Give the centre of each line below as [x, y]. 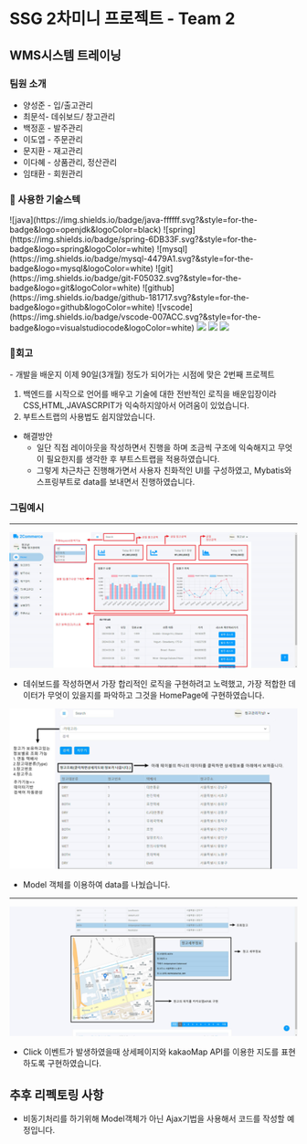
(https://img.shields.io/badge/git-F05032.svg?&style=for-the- [126, 278]
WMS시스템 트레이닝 [65, 55]
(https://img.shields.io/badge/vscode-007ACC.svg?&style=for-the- [136, 317]
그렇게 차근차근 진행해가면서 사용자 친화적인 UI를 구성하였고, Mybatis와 [164, 470]
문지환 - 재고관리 [53, 151]
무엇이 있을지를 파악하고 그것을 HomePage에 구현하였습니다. [156, 696]
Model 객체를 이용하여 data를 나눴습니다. [96, 885]
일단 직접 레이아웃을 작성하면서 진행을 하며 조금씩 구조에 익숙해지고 [156, 447]
